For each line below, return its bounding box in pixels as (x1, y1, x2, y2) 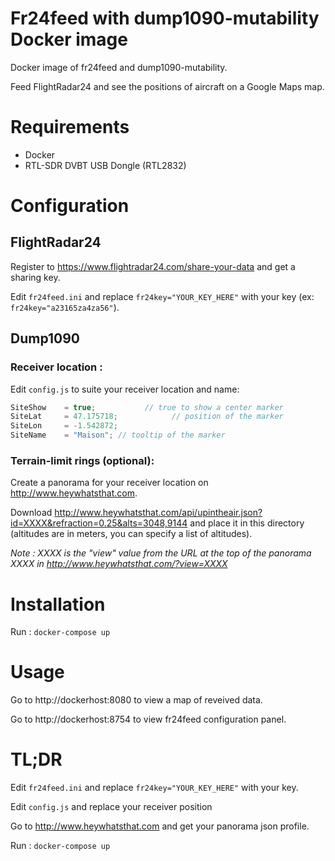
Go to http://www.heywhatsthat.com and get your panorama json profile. (10, 820, 310, 832)
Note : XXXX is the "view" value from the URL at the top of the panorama (10, 547, 312, 559)
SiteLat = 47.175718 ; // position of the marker (10, 412, 284, 422)
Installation (10, 593, 106, 616)
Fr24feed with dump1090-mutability (10, 7, 320, 30)
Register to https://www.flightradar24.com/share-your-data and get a (10, 260, 296, 272)
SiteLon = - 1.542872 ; (10, 421, 118, 431)
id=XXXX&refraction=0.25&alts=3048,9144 (10, 517, 188, 529)
